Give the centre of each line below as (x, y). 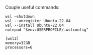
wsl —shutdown (20, 17)
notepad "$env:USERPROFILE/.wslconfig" (47, 30)
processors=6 (19, 47)
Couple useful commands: (32, 7)
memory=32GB (18, 43)
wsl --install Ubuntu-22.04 (35, 25)
